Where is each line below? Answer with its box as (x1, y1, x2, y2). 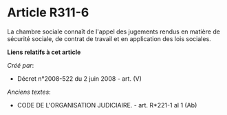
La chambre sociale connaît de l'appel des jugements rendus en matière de (7, 27, 220, 36)
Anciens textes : (7, 88, 52, 96)
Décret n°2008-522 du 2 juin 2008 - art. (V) (17, 74, 142, 83)
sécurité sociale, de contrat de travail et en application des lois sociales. (7, 34, 211, 42)
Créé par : (7, 61, 34, 69)
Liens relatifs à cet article (7, 48, 81, 56)
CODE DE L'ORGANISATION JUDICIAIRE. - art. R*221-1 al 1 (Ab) (17, 101, 197, 109)
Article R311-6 (7, 5, 89, 21)
